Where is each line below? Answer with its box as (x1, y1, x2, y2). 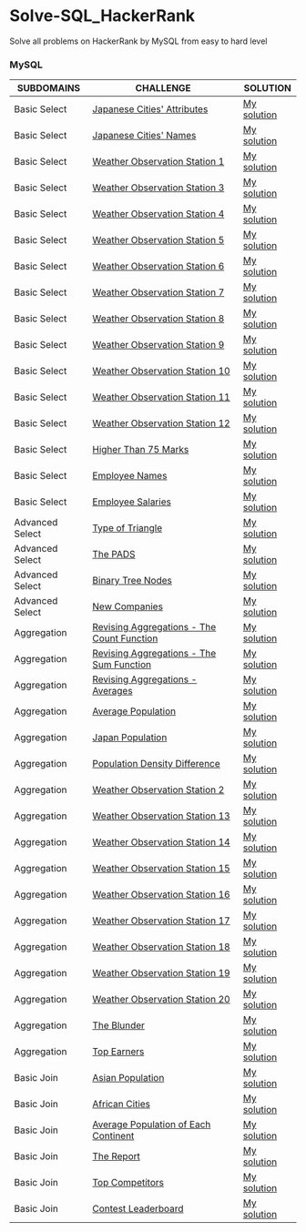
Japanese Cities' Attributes (92, 103, 209, 116)
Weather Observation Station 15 (92, 862, 230, 875)
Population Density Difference (92, 758, 220, 770)
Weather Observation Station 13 (92, 809, 230, 822)
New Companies (92, 600, 164, 613)
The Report (92, 1150, 141, 1163)
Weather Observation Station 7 (92, 286, 225, 299)
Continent (92, 1130, 135, 1143)
